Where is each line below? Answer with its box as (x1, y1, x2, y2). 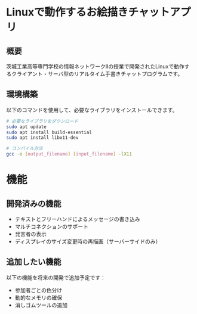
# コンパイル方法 (6, 145, 43, 152)
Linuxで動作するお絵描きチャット (6, 5, 170, 19)
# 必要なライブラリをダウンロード (6, 118, 79, 124)
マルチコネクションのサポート (14, 223, 88, 230)
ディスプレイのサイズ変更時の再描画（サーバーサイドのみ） (14, 238, 161, 245)
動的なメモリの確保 (14, 294, 63, 301)
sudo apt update (6, 123, 47, 130)
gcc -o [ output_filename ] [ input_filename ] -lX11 (6, 151, 133, 157)
